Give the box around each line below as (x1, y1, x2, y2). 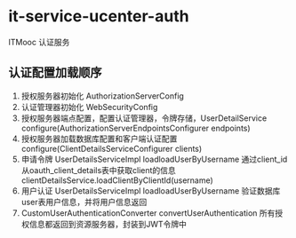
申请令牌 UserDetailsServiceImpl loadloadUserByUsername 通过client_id (20, 154, 288, 164)
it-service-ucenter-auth (8, 6, 189, 27)
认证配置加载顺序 (8, 65, 102, 81)
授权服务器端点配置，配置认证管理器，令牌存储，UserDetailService (20, 113, 268, 123)
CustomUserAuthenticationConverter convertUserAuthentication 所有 (20, 207, 276, 218)
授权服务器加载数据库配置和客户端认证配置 (20, 133, 178, 144)
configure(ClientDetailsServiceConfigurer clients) (20, 143, 203, 154)
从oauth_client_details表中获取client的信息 (20, 164, 177, 175)
